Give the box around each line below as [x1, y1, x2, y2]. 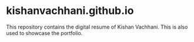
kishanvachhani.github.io [6, 4, 134, 17]
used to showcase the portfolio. [6, 29, 83, 36]
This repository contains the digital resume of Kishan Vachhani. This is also [6, 23, 188, 30]
